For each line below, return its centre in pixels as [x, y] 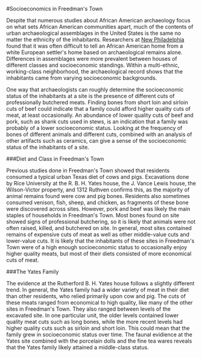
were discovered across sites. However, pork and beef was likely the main [98, 209]
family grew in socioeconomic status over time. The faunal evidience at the [99, 334]
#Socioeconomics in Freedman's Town [55, 9]
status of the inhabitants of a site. [48, 147]
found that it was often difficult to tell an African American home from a [95, 46]
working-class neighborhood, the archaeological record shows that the [94, 71]
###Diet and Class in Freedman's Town [55, 159]
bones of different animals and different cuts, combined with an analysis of [99, 134]
